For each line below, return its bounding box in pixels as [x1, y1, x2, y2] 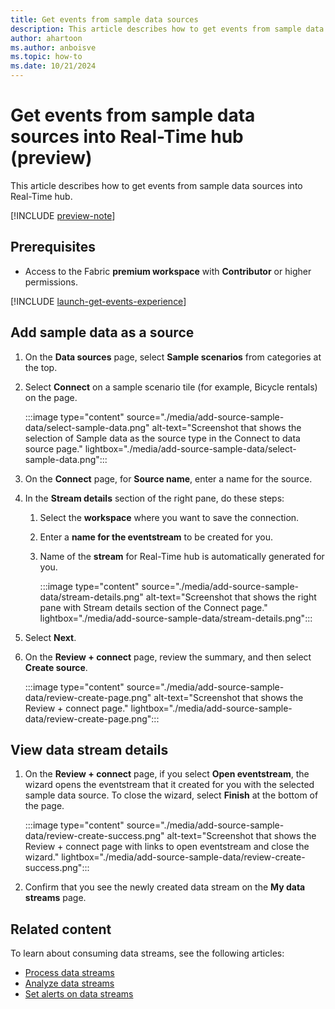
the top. [24, 361, 58, 373]
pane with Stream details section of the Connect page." [39, 601, 268, 613]
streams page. [24, 892, 87, 904]
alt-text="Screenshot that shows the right [145, 591, 317, 603]
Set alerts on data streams [24, 988, 134, 1000]
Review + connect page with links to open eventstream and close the [24, 841, 310, 853]
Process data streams [24, 967, 115, 979]
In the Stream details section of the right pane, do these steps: [24, 492, 285, 504]
